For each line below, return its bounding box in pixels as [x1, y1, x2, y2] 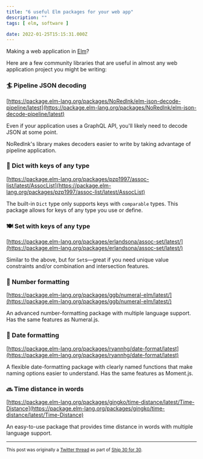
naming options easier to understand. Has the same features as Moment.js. [6, 369, 193, 377]
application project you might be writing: [6, 66, 107, 73]
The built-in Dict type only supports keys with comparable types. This [6, 200, 178, 207]
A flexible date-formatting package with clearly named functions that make [6, 363, 193, 370]
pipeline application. [6, 147, 57, 154]
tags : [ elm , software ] [6, 20, 69, 26]
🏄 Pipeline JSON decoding [6, 81, 86, 90]
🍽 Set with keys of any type [6, 222, 91, 230]
